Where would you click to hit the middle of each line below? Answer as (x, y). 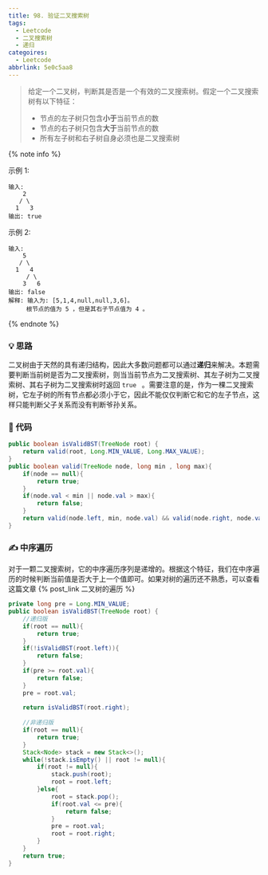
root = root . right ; (83, 834)
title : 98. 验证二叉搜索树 (49, 16)
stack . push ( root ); (81, 775)
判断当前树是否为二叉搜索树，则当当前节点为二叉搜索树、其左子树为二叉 (134, 375)
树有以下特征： (52, 101)
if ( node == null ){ (53, 474)
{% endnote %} (34, 324)
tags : (17, 23)
